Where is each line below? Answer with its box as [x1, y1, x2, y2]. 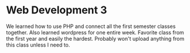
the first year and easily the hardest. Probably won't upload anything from [6, 35, 185, 42]
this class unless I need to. [6, 41, 70, 48]
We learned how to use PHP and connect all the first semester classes [6, 23, 176, 30]
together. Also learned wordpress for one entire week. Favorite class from [6, 29, 185, 36]
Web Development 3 [6, 3, 107, 17]
